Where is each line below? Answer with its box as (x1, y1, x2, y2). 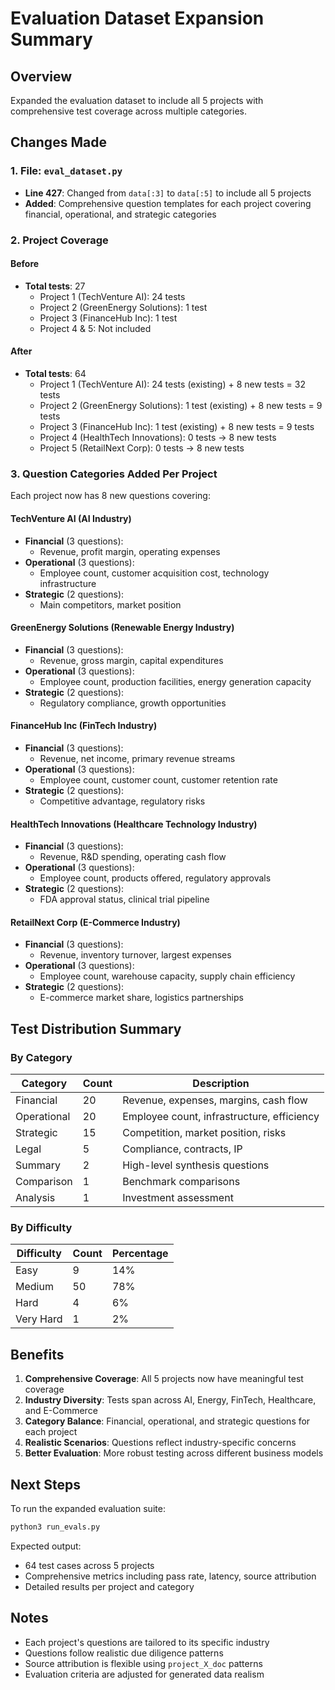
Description (192, 1077, 250, 1091)
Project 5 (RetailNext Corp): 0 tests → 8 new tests (39, 442, 245, 454)
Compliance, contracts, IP (122, 1142, 243, 1156)
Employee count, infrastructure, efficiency (122, 1110, 320, 1124)
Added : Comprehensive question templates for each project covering (24, 197, 312, 209)
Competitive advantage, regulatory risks (39, 795, 206, 807)
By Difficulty (10, 1220, 73, 1234)
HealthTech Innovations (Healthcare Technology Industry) (10, 818, 258, 830)
